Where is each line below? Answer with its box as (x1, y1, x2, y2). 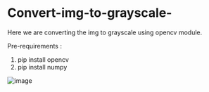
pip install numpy (17, 63, 68, 71)
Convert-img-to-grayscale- (7, 5, 172, 21)
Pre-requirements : (7, 41, 62, 50)
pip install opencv (17, 55, 69, 64)
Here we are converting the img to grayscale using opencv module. (7, 28, 203, 37)
